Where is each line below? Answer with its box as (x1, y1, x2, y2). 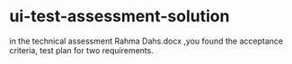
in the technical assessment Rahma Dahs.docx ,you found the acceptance (9, 36, 284, 46)
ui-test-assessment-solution (9, 6, 230, 27)
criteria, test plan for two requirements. (9, 44, 155, 55)
